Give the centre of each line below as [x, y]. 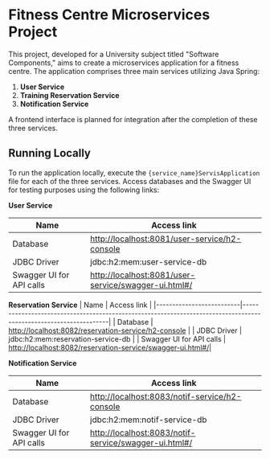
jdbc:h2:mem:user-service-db [148, 261]
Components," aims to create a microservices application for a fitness [124, 63]
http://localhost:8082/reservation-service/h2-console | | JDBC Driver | [125, 330]
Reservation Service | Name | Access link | [80, 305]
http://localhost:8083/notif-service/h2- [166, 396]
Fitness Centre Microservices [109, 15]
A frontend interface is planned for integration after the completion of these [133, 119]
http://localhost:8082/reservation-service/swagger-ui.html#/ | [110, 347]
